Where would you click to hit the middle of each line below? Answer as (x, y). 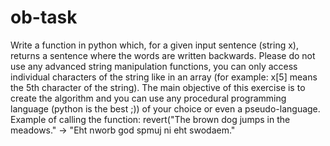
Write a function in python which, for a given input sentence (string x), (154, 45)
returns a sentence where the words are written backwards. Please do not (163, 55)
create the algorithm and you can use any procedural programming (148, 98)
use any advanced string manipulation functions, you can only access (154, 66)
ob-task (44, 17)
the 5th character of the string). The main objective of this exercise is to (158, 87)
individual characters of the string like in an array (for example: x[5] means (164, 77)
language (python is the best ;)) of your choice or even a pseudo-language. (165, 108)
